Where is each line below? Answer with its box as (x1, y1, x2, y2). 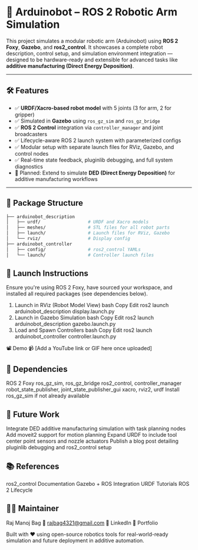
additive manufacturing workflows (14, 175, 98, 182)
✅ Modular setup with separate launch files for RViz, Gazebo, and (14, 143, 174, 150)
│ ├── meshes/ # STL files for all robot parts (6, 225, 170, 230)
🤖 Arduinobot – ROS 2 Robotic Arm (6, 5, 178, 19)
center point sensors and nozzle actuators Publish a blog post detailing (6, 437, 179, 444)
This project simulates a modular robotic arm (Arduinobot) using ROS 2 (6, 37, 179, 44)
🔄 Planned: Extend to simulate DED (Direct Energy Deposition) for (14, 169, 176, 176)
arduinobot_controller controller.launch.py (14, 333, 117, 340)
